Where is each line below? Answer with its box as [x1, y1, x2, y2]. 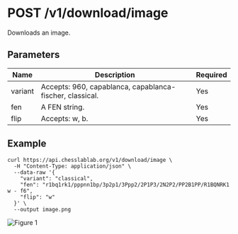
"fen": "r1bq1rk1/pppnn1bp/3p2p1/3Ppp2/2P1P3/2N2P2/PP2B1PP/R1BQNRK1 [20, 181, 230, 188]
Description [94, 69, 136, 79]
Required [195, 69, 227, 79]
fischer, [40, 90, 67, 100]
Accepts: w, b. [40, 113, 89, 123]
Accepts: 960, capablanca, [40, 81, 131, 91]
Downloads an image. [7, 28, 71, 37]
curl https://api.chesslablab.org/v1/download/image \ [7, 156, 173, 163]
